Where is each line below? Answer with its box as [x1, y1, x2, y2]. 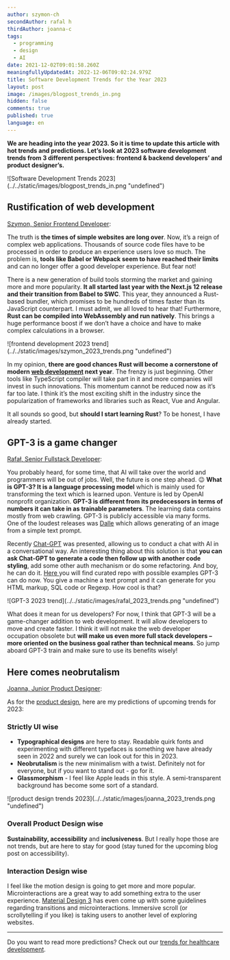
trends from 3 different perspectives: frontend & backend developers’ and [7, 153, 222, 162]
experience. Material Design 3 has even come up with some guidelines [7, 896, 207, 904]
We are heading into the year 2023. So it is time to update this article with [7, 139, 220, 147]
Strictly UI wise [7, 722, 59, 732]
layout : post [7, 83, 44, 90]
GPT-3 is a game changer [7, 436, 118, 448]
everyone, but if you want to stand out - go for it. [16, 767, 155, 775]
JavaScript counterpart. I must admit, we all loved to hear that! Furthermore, [7, 304, 221, 312]
